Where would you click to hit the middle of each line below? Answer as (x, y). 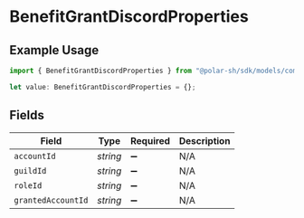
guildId (30, 171)
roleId (28, 185)
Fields (27, 115)
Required (150, 140)
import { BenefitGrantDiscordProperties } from (101, 71)
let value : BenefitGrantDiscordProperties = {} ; (103, 87)
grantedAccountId (51, 200)
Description (204, 140)
